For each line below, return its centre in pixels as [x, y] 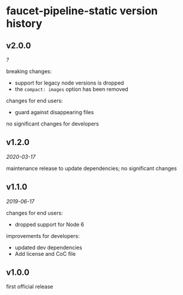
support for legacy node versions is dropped [69, 83]
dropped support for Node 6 [49, 224]
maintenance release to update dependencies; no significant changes [91, 168]
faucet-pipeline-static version [82, 11]
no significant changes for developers [53, 124]
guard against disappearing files [54, 112]
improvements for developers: [43, 236]
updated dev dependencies [48, 247]
